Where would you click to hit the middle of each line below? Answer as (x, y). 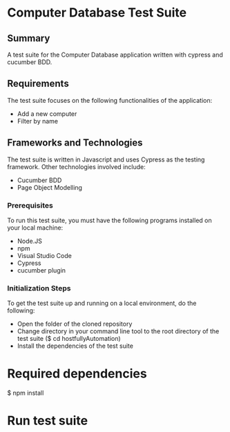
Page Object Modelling (50, 187)
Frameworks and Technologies (75, 143)
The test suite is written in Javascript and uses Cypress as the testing (106, 159)
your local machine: (35, 227)
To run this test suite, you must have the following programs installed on (109, 220)
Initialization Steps (39, 288)
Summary (29, 38)
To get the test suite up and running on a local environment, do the (102, 303)
